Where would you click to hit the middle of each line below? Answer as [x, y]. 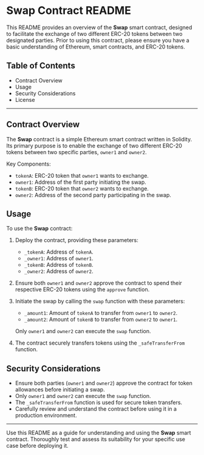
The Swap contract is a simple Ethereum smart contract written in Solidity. [99, 139]
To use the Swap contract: [39, 229]
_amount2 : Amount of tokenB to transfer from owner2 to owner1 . [101, 320]
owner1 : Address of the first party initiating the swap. [81, 182]
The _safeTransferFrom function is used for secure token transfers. [99, 403]
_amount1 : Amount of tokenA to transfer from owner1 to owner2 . [101, 313]
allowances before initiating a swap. [60, 389]
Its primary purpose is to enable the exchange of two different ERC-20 [94, 146]
